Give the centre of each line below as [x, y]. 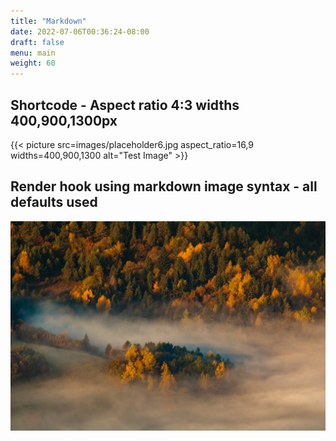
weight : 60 [33, 63]
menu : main [33, 53]
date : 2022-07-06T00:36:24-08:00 [80, 31]
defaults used [54, 202]
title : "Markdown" [48, 21]
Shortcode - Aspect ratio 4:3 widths [125, 105]
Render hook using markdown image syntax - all [164, 186]
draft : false [37, 42]
